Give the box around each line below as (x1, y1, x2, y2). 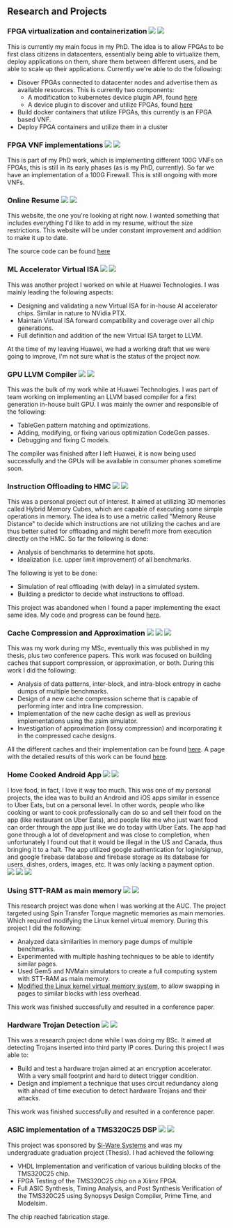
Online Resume (7, 195, 60, 205)
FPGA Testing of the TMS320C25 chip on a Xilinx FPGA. (17, 1176, 179, 1185)
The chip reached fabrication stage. (7, 1212, 110, 1220)
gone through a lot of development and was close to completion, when (7, 830, 210, 839)
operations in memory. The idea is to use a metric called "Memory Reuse (7, 512, 216, 521)
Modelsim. (17, 1199, 48, 1207)
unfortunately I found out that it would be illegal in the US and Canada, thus (7, 837, 223, 846)
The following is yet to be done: (7, 569, 98, 578)
